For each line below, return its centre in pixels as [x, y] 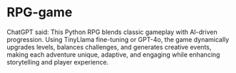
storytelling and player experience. [58, 62]
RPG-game [40, 12]
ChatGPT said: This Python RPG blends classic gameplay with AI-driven [112, 32]
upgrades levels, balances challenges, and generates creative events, [109, 47]
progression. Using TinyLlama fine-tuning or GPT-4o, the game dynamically [118, 39]
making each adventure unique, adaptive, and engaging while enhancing [113, 55]
